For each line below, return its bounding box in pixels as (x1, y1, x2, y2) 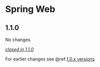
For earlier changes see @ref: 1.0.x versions (5, 56, 95, 62)
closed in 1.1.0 (5, 46, 34, 52)
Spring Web (5, 3, 55, 15)
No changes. (5, 36, 32, 42)
